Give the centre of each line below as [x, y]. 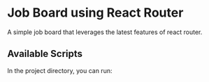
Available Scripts [45, 54]
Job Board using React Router [95, 13]
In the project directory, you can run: [60, 70]
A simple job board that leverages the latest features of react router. [105, 32]
